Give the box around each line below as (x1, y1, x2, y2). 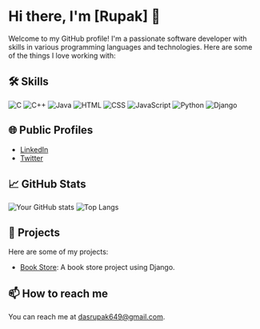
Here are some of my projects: (8, 247, 109, 257)
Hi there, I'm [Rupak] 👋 (8, 7, 161, 26)
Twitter (19, 153, 44, 162)
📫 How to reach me (8, 287, 109, 300)
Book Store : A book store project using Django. (19, 263, 175, 272)
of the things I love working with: (8, 50, 116, 60)
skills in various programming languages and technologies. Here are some (8, 42, 253, 51)
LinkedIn (19, 144, 49, 154)
